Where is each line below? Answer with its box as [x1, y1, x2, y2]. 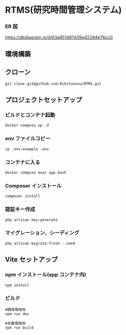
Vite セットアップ [5, 255, 58, 264]
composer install [5, 194, 41, 199]
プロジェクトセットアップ [5, 96, 82, 104]
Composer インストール [5, 182, 62, 189]
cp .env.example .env [5, 147, 49, 151]
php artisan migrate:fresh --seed [5, 241, 76, 246]
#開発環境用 [5, 307, 26, 312]
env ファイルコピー [5, 135, 50, 142]
